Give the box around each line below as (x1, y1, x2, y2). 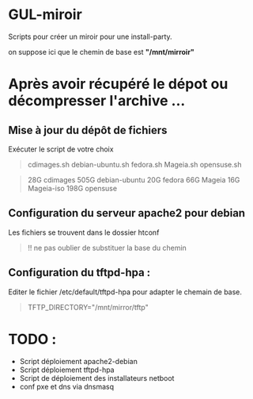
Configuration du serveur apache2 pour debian (8, 206, 246, 220)
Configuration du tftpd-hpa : (8, 266, 151, 279)
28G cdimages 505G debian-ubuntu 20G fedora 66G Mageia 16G (27, 175, 240, 184)
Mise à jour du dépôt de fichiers (8, 123, 168, 136)
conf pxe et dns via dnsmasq (19, 382, 115, 391)
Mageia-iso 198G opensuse (27, 183, 117, 193)
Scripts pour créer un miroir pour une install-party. (8, 32, 172, 41)
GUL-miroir (8, 6, 83, 24)
